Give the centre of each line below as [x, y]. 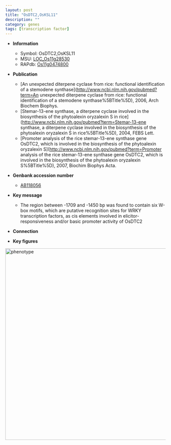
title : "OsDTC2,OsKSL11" [32, 15]
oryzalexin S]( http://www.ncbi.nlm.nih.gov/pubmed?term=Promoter [91, 149]
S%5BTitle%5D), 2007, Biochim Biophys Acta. [68, 166]
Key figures [25, 241]
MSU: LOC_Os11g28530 [45, 59]
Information [25, 43]
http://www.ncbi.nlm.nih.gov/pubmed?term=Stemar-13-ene [84, 122]
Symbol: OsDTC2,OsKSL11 [48, 54]
